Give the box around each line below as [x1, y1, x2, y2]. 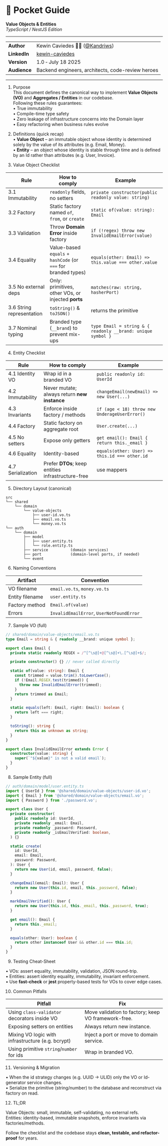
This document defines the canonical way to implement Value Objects [12, 89, 158, 95]
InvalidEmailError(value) [91, 232, 153, 238]
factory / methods [43, 411, 86, 418]
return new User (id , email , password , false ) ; [14, 867, 113, 872]
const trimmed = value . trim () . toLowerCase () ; [14, 673, 111, 678]
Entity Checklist [12, 350, 45, 356]
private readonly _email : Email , [14, 821, 84, 826]
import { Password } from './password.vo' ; [5, 798, 98, 803]
